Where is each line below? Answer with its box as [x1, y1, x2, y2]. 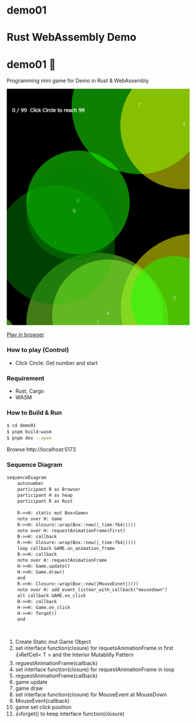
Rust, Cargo [15, 387, 45, 395]
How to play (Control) [6, 346, 69, 354]
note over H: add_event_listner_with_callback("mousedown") [17, 587, 168, 593]
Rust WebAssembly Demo [6, 31, 137, 44]
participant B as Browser [17, 487, 81, 493]
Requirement [6, 374, 45, 382]
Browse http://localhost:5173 [6, 445, 76, 452]
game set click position [15, 704, 72, 711]
